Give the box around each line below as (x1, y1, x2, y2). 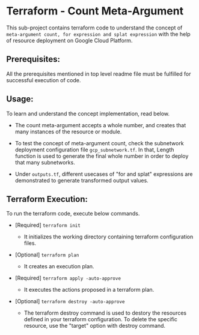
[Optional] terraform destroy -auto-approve (14, 298, 125, 305)
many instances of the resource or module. (14, 128, 122, 135)
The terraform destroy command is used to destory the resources (23, 309, 187, 316)
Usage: (6, 94, 34, 104)
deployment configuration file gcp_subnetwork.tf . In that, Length (14, 146, 174, 153)
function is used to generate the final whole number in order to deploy (14, 152, 189, 160)
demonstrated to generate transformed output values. (14, 177, 148, 184)
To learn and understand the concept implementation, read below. (6, 110, 170, 117)
